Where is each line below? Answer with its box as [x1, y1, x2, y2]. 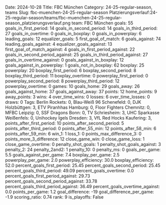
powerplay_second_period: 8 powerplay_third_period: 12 [5, 78, 120, 84]
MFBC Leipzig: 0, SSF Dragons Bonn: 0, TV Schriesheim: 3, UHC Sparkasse [5, 110, 160, 116]
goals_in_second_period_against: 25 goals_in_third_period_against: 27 [5, 52, 148, 58]
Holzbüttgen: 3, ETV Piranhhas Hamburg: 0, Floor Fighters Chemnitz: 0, [5, 104, 151, 110]
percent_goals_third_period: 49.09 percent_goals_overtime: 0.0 [5, 168, 134, 173]
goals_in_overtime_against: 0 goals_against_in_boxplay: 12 [5, 57, 124, 63]
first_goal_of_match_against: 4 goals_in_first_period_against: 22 [5, 47, 135, 52]
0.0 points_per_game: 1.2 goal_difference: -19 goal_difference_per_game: [5, 189, 155, 195]
